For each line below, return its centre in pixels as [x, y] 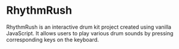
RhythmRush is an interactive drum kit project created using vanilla [89, 27]
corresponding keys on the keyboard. [53, 39]
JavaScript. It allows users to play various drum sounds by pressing [90, 33]
